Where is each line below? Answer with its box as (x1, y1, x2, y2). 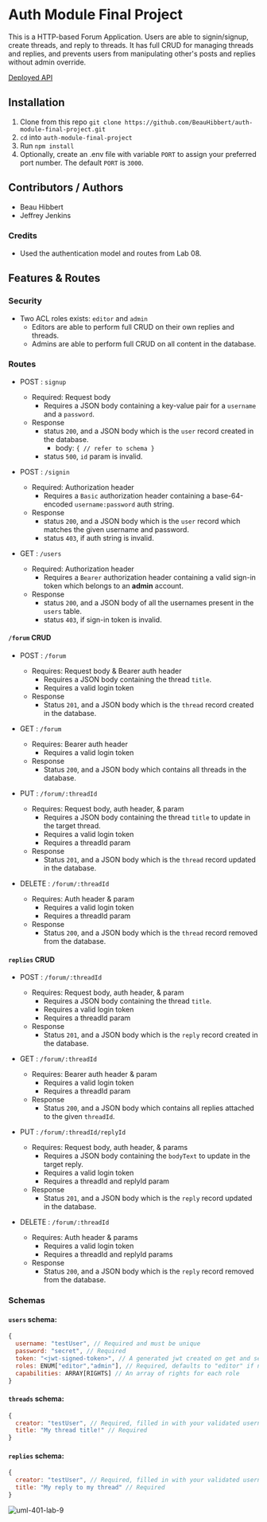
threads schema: (8, 1394, 65, 1403)
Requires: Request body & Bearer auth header (31, 667, 182, 676)
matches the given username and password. (43, 524, 189, 534)
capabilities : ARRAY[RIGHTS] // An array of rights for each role (15, 1369, 240, 1377)
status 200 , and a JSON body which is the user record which (43, 516, 241, 526)
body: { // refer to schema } (55, 443, 155, 452)
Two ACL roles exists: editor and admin (19, 313, 149, 323)
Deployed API (8, 72, 53, 82)
